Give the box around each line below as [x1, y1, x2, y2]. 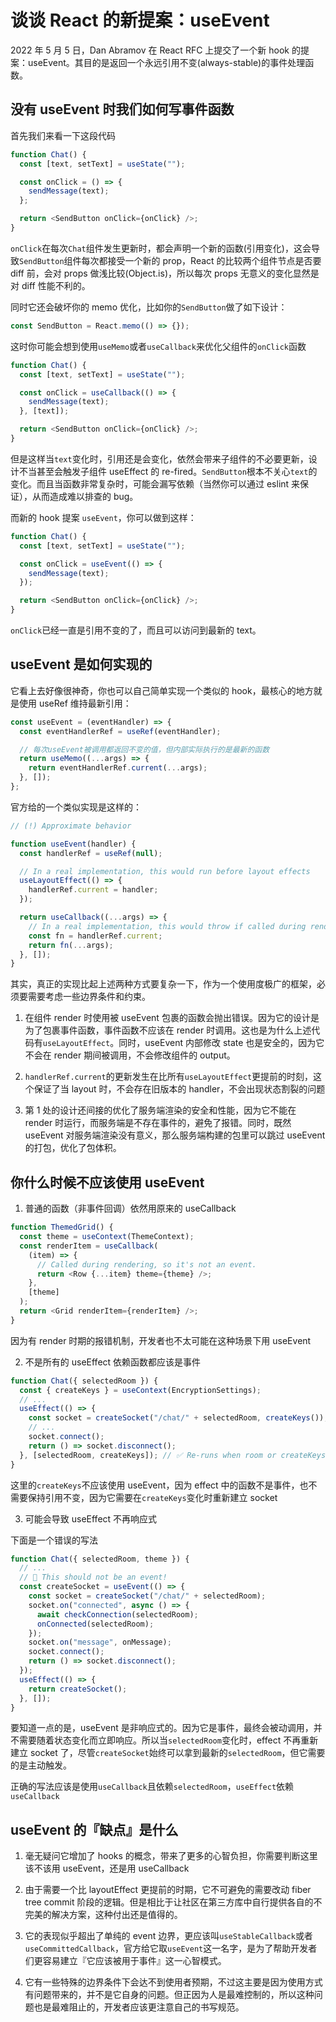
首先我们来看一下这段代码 [10, 129, 116, 141]
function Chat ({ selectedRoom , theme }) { [10, 1554, 190, 1564]
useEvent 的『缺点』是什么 [10, 1821, 179, 1838]
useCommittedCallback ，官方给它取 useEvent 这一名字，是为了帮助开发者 [24, 1942, 318, 1955]
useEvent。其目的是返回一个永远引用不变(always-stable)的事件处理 [27, 56, 306, 68]
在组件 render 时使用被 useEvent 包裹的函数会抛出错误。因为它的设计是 [24, 1012, 320, 1024]
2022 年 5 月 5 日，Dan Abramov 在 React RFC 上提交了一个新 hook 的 [10, 44, 301, 56]
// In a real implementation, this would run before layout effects [19, 866, 311, 876]
